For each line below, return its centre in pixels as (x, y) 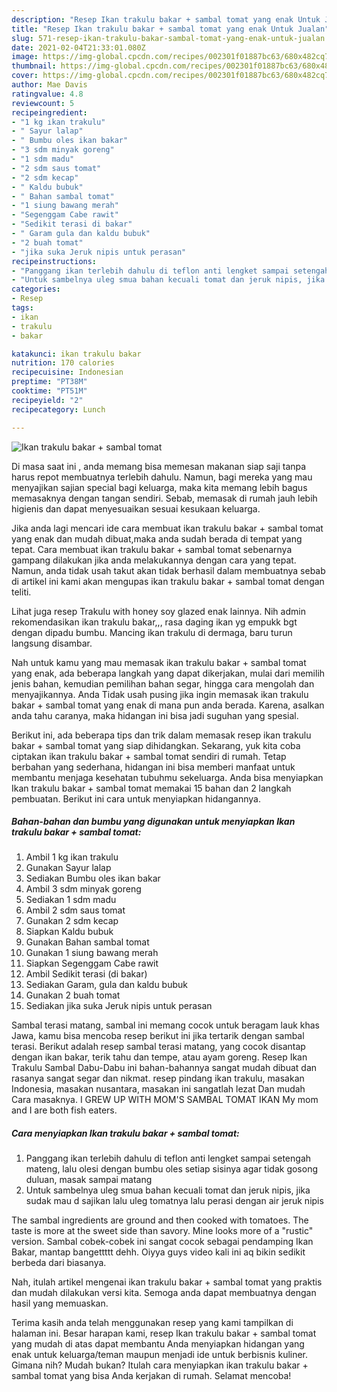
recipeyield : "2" (47, 400)
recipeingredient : (49, 112)
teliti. (21, 592)
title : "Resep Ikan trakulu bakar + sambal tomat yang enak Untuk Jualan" (170, 29)
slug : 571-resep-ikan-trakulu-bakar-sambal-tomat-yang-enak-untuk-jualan (168, 38)
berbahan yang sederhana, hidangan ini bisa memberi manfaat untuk (153, 767)
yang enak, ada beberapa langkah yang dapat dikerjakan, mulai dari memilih (168, 673)
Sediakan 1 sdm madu (71, 900)
